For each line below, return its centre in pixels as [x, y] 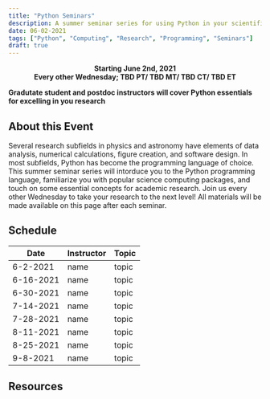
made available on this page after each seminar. [88, 205]
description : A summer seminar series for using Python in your [118, 23]
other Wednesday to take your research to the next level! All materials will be [135, 197]
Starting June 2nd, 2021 [135, 68]
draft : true [28, 46]
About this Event [51, 126]
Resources [36, 387]
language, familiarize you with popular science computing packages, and [129, 179]
